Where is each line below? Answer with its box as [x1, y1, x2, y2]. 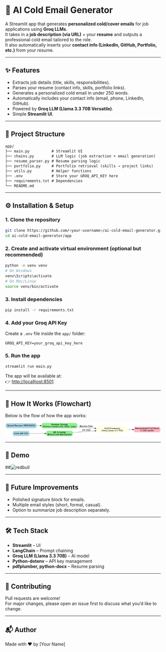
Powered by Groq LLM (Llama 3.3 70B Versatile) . [12, 106, 114, 111]
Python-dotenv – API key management [12, 558, 92, 564]
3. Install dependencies [5, 296, 63, 303]
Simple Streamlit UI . [12, 111, 53, 117]
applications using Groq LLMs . [5, 26, 68, 32]
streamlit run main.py [5, 364, 52, 369]
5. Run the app [5, 352, 41, 359]
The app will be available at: [5, 373, 62, 379]
